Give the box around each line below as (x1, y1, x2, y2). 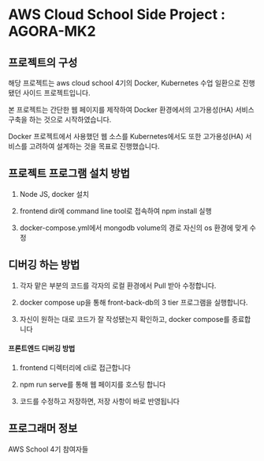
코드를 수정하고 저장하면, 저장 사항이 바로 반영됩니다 (19, 396, 180, 406)
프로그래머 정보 (8, 421, 78, 436)
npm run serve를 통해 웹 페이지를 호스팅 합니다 (19, 380, 166, 389)
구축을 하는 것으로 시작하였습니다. (8, 115, 112, 124)
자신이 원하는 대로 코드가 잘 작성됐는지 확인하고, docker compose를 (19, 314, 230, 323)
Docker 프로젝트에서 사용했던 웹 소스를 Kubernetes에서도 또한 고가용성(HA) (8, 132, 244, 141)
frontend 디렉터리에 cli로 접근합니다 (19, 362, 132, 372)
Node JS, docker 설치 (19, 189, 89, 198)
